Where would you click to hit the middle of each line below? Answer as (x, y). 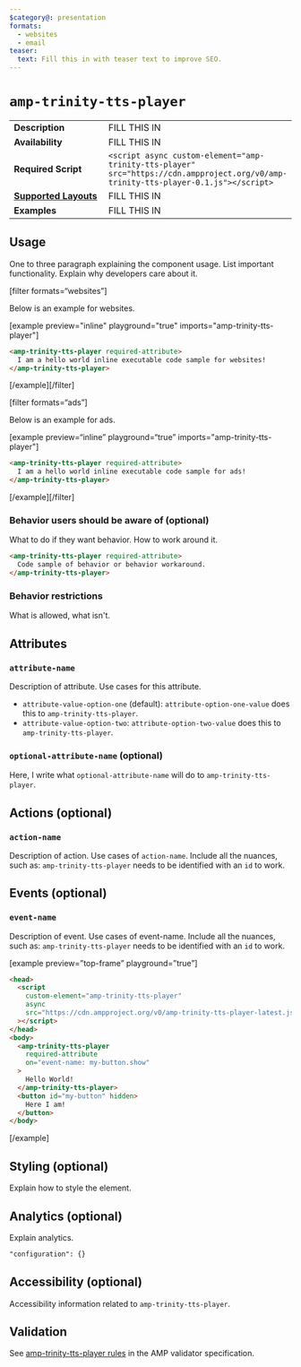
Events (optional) (58, 893)
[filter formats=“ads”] (48, 402)
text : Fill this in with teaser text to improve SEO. (120, 59)
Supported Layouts (56, 195)
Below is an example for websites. (72, 308)
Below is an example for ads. (62, 420)
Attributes (38, 643)
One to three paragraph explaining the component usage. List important (142, 264)
